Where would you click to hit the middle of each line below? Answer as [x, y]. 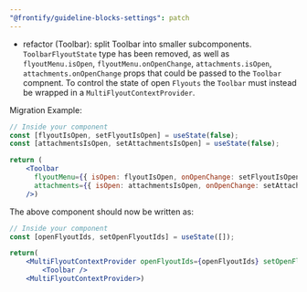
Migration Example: [46, 109]
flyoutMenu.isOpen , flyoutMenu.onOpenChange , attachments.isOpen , [147, 63]
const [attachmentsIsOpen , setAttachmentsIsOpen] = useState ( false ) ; [145, 144]
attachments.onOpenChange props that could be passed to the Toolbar [152, 73]
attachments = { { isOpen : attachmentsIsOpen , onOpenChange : [146, 185]
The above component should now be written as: [102, 212]
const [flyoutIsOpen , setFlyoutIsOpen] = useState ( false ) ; [124, 135]
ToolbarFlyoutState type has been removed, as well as [126, 53]
